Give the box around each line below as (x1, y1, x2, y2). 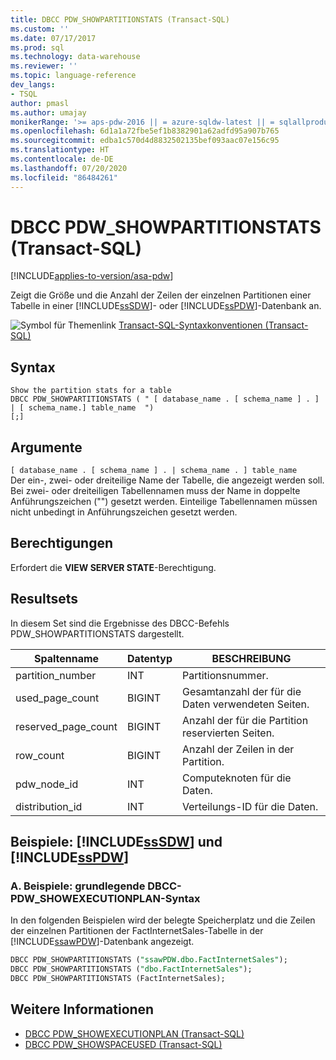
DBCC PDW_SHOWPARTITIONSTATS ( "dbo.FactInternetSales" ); (10, 964, 253, 975)
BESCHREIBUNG (211, 651, 292, 665)
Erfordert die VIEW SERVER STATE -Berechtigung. (10, 561, 217, 573)
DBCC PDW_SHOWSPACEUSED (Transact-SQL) (24, 1038, 223, 1050)
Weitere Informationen (10, 1001, 155, 1018)
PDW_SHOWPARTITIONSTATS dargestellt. (10, 627, 185, 640)
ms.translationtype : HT (10, 145, 110, 155)
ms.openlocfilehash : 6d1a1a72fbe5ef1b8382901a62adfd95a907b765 (10, 126, 280, 136)
